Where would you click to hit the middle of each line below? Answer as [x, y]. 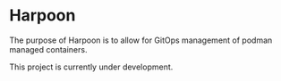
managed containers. [48, 49]
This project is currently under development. [91, 67]
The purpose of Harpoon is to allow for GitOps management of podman [141, 40]
